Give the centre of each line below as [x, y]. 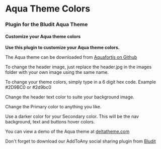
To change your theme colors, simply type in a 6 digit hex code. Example [80, 82]
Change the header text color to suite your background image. [70, 97]
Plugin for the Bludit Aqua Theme [47, 25]
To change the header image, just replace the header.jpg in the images [78, 67]
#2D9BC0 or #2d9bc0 [28, 87]
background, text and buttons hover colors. [50, 122]
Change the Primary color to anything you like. [53, 107]
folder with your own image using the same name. [57, 72]
